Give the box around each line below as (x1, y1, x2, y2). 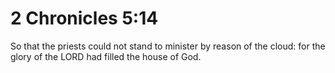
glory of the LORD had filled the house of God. (10, 50, 202, 62)
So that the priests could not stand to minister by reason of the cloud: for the (10, 40, 326, 52)
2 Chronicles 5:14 (10, 7, 159, 30)
